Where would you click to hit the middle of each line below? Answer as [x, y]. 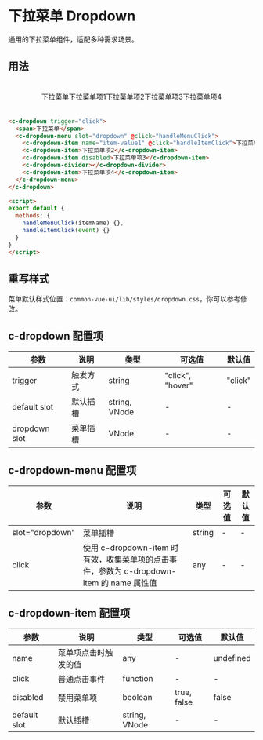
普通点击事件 [81, 679]
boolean [137, 697]
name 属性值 [134, 583]
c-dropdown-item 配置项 [69, 613]
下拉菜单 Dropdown [72, 16]
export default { [36, 209]
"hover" [178, 385]
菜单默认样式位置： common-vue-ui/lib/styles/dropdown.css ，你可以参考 [124, 299]
